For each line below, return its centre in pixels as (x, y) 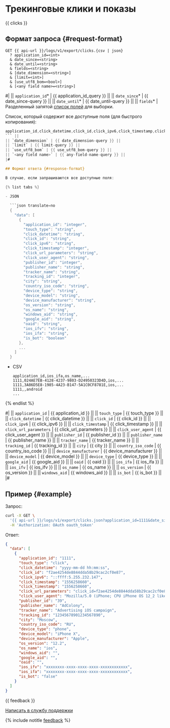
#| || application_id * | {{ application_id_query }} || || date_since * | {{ (77, 96)
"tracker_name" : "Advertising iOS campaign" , (67, 610)
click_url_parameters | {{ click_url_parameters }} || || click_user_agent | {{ (83, 429)
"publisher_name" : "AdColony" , (52, 605)
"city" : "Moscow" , (38, 620)
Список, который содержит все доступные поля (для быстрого (74, 116)
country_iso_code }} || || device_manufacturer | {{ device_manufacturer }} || (83, 451)
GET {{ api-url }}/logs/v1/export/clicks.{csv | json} (64, 51)
